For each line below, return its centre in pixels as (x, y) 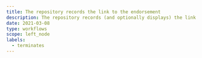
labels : (16, 40)
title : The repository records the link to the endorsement (84, 12)
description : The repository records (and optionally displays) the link (101, 18)
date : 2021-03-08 (28, 23)
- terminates (28, 46)
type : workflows (27, 29)
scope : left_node (28, 34)
